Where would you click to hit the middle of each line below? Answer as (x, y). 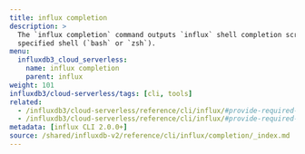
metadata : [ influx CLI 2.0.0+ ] (69, 128)
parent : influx (54, 77)
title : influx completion (58, 18)
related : (26, 102)
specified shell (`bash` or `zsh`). (87, 43)
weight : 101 (32, 85)
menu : (20, 52)
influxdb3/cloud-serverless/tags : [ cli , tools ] (101, 93)
